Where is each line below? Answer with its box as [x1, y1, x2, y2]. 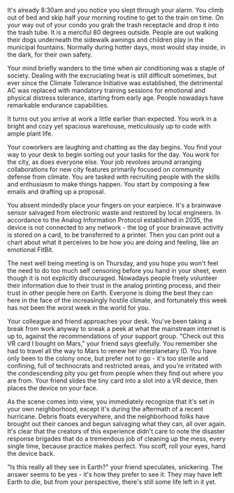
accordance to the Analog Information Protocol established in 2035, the [7, 216, 213, 224]
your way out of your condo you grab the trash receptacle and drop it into [7, 21, 219, 29]
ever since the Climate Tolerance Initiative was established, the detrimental [7, 79, 224, 87]
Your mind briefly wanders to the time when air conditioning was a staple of [7, 64, 225, 72]
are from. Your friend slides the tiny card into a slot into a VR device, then [7, 376, 218, 385]
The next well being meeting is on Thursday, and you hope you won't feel [7, 259, 219, 267]
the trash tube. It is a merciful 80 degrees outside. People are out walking [7, 28, 219, 36]
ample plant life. [7, 129, 54, 138]
